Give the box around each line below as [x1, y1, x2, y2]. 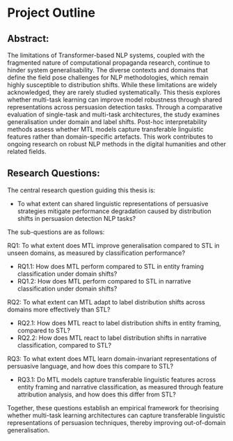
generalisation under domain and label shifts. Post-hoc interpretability [7, 118, 207, 126]
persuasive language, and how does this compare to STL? [7, 362, 174, 370]
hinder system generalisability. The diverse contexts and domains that [7, 66, 209, 74]
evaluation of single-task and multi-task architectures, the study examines [7, 110, 220, 118]
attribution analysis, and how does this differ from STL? [17, 390, 176, 399]
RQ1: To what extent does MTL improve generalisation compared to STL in [7, 241, 220, 249]
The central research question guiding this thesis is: [7, 186, 156, 194]
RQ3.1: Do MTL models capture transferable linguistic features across [17, 375, 216, 384]
